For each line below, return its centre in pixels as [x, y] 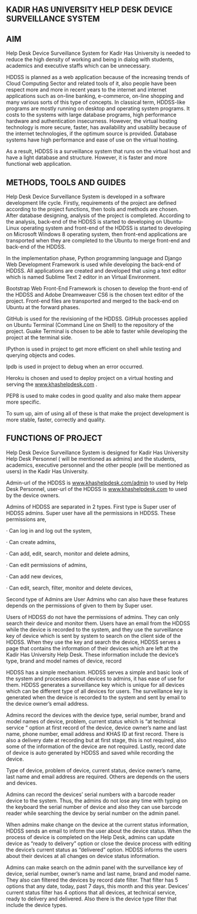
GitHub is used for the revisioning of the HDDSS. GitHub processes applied [97, 319]
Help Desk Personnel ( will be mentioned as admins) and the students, [91, 458]
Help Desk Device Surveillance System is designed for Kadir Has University [97, 452]
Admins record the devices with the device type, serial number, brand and [96, 715]
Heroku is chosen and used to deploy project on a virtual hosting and [90, 378]
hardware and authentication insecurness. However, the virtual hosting [92, 121]
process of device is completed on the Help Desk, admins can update [90, 837]
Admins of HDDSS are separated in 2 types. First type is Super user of [91, 506]
